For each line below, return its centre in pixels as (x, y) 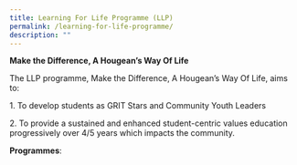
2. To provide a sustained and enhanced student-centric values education (148, 123)
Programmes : (36, 150)
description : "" (40, 35)
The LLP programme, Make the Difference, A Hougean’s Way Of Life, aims (148, 78)
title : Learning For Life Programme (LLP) (91, 18)
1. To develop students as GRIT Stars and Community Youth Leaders (138, 106)
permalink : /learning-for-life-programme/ (91, 26)
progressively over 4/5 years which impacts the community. (122, 133)
